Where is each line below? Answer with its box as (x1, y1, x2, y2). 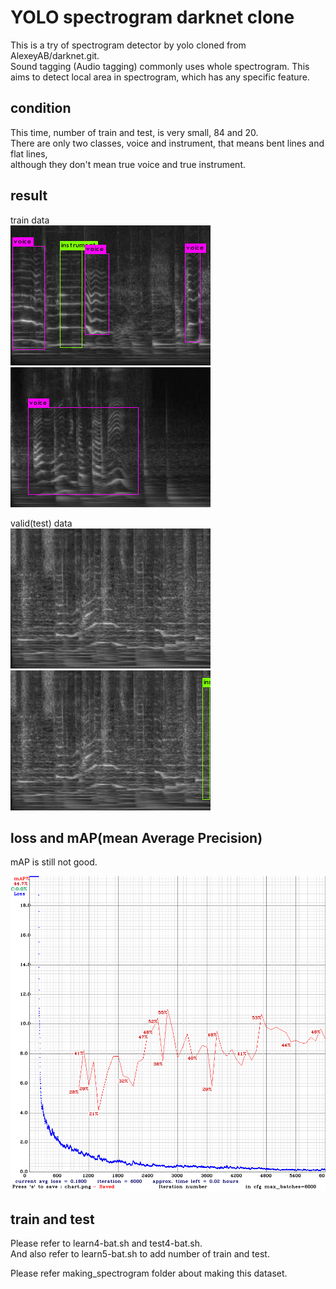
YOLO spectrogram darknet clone (10, 6, 295, 29)
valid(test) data (10, 517, 73, 529)
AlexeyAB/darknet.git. (10, 49, 100, 61)
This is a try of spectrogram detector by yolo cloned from (10, 39, 247, 51)
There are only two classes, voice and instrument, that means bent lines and (10, 137, 325, 149)
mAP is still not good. (10, 856, 98, 868)
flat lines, (10, 147, 48, 160)
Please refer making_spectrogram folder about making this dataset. (10, 1267, 288, 1280)
